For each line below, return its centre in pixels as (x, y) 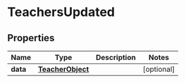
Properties (31, 38)
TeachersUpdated (61, 12)
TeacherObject (63, 69)
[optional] (159, 69)
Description (116, 58)
